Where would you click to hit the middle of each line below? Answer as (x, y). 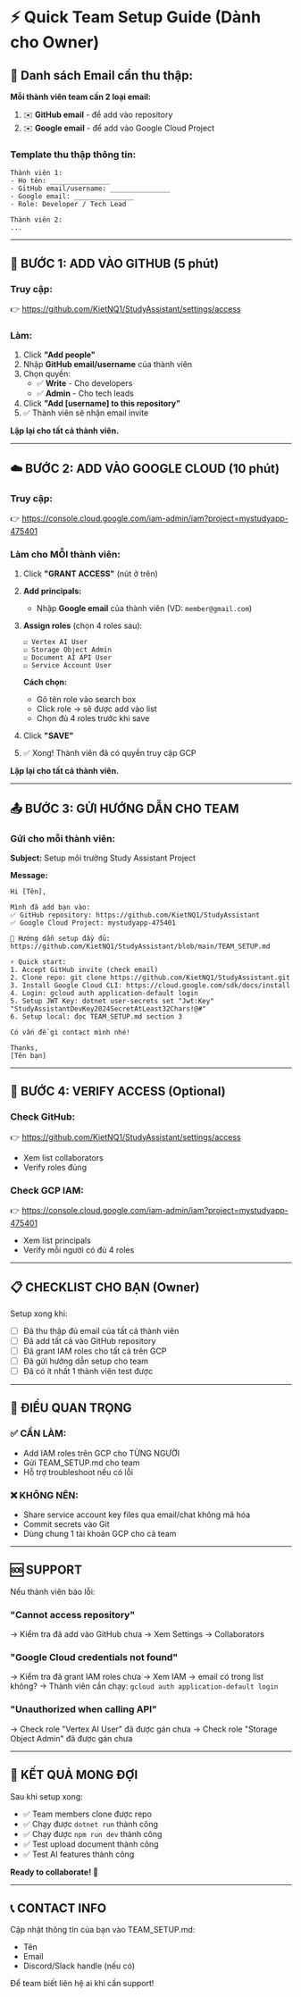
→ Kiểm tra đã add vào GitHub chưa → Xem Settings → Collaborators (137, 1634)
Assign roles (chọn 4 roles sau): (83, 625)
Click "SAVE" (48, 736)
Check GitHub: (42, 1117)
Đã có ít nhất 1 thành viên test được (88, 1371)
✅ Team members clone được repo (88, 1814)
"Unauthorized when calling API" (84, 1709)
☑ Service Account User (67, 666)
